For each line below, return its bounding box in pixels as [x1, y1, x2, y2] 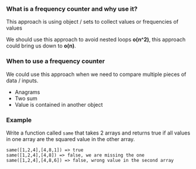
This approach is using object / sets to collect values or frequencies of [6, 18, 179, 25]
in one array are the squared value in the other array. [6, 135, 135, 142]
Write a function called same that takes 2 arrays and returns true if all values [6, 129, 191, 136]
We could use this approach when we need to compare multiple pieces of [6, 71, 186, 78]
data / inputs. [6, 76, 39, 84]
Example [6, 116, 32, 124]
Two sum [14, 94, 37, 102]
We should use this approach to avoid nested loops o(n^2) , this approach [6, 36, 186, 43]
